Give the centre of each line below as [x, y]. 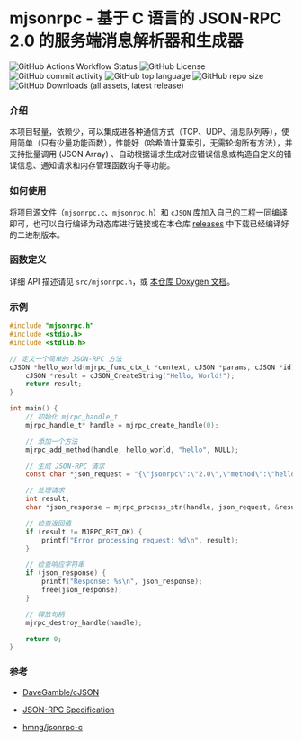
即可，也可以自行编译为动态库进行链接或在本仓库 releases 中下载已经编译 [145, 223]
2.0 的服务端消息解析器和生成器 [126, 41]
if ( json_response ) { [66, 573]
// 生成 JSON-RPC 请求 [65, 466]
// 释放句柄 [45, 614]
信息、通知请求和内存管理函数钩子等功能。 [96, 165]
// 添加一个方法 [52, 441]
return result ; [54, 384]
